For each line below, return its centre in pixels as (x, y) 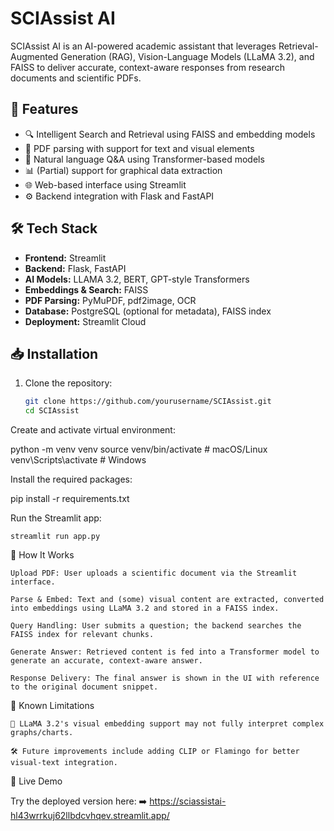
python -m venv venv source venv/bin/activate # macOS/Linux (139, 449)
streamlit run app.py (55, 537)
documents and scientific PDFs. (76, 78)
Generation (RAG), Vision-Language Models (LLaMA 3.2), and (187, 56)
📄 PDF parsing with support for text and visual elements (139, 148)
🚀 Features (44, 109)
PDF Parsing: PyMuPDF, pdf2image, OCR (110, 300)
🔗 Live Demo (36, 781)
